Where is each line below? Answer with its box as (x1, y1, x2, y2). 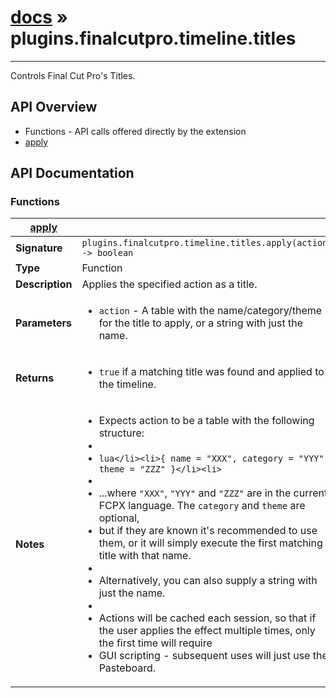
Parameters (15, 316, 72, 330)
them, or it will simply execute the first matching (98, 536, 323, 550)
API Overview (10, 99, 98, 116)
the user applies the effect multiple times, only (98, 624, 316, 638)
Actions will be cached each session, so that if (98, 611, 317, 625)
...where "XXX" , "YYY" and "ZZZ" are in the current (98, 486, 328, 500)
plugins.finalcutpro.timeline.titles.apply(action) (81, 237, 333, 249)
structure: (98, 426, 145, 440)
